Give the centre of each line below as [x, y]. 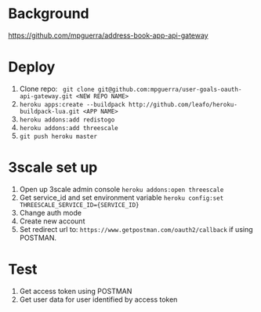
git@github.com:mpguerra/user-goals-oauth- [170, 89]
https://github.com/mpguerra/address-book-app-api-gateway [109, 35]
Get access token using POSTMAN [76, 291]
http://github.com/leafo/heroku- [183, 104]
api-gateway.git [46, 96]
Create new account [52, 221]
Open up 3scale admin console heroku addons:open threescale [121, 189]
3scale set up [53, 167]
